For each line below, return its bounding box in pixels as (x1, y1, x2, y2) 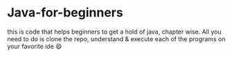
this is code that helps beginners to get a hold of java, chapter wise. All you (7, 27, 222, 36)
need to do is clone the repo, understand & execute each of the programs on (7, 34, 226, 43)
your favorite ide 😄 (7, 42, 62, 50)
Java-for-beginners (7, 5, 123, 21)
